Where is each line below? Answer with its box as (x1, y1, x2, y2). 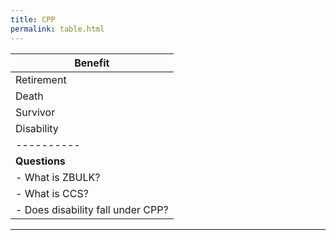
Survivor (15, 105, 56, 119)
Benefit (74, 56, 110, 70)
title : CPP (10, 14, 56, 25)
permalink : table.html (10, 24, 105, 34)
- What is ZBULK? (15, 170, 101, 184)
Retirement (15, 72, 67, 86)
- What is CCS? (15, 186, 89, 200)
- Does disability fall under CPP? (15, 202, 169, 216)
